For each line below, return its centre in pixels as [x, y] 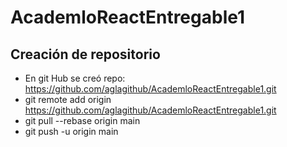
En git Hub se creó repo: [75, 78]
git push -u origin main [71, 131]
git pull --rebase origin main [82, 120]
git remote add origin [68, 99]
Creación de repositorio [85, 54]
